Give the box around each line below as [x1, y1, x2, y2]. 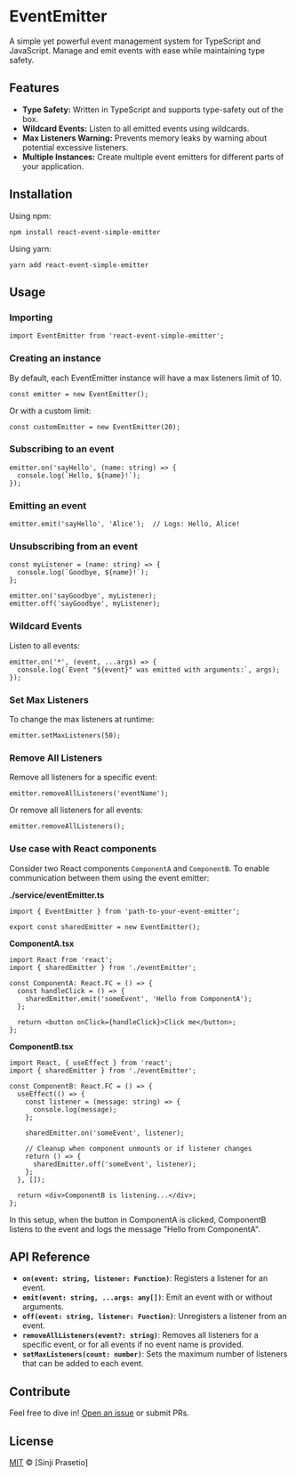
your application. [21, 160, 84, 171]
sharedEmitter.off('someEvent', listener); [32, 1160, 197, 1169]
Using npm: [9, 210, 52, 221]
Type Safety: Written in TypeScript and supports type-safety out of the [21, 104, 284, 115]
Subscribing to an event [9, 443, 115, 455]
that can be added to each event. [21, 1358, 144, 1369]
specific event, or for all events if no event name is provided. [21, 1339, 244, 1350]
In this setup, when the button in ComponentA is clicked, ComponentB [9, 1214, 267, 1225]
